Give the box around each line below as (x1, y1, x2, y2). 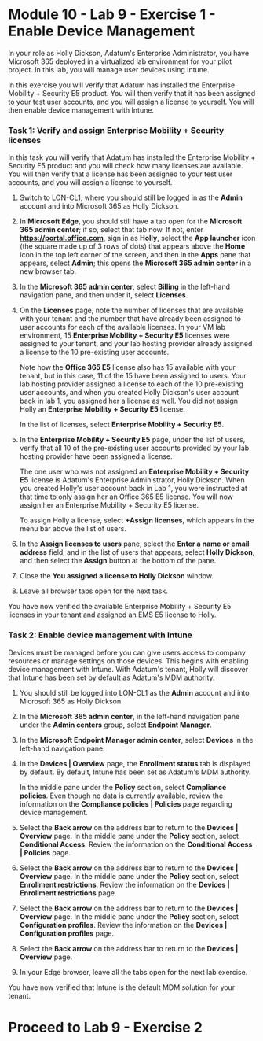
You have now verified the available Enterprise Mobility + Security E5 (8, 602, 232, 611)
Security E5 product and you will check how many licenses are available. (8, 161, 243, 171)
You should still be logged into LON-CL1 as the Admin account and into (19, 688, 250, 697)
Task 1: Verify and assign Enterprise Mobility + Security (8, 124, 225, 135)
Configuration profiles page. (19, 928, 115, 938)
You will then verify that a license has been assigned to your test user (8, 169, 233, 179)
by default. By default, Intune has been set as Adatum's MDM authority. (19, 767, 251, 777)
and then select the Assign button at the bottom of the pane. (19, 556, 217, 566)
